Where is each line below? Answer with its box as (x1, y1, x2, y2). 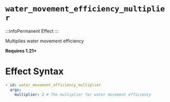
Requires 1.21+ (5, 47, 37, 54)
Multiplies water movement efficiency (5, 38, 84, 44)
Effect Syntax (5, 66, 64, 78)
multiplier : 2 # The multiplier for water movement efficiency (14, 92, 152, 97)
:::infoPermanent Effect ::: (5, 28, 59, 34)
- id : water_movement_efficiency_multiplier (5, 82, 101, 88)
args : (10, 87, 22, 92)
